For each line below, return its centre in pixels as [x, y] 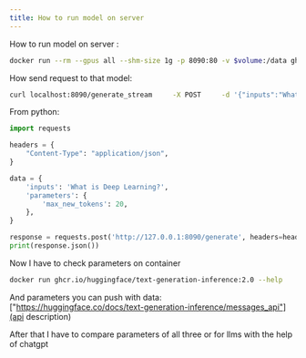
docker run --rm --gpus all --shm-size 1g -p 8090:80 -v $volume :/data [148, 60]
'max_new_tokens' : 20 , [85, 204]
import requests [40, 128]
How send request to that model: [71, 77]
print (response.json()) [55, 246]
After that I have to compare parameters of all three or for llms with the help [151, 334]
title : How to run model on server [77, 18]
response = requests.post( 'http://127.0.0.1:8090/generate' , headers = [146, 238]
